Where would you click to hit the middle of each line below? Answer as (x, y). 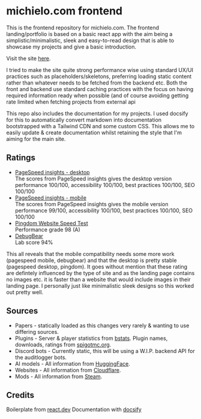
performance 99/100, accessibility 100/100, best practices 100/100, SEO (104, 210)
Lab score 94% (34, 242)
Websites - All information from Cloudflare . (68, 370)
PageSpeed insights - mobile (51, 198)
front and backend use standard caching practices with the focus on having (100, 89)
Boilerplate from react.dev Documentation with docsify (74, 409)
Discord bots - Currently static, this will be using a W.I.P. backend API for (105, 351)
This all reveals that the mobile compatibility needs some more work (91, 254)
